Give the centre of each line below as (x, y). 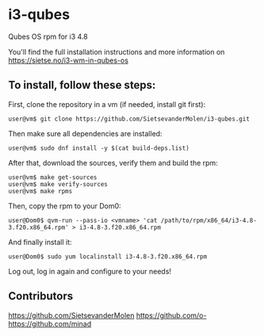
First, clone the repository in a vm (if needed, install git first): (107, 104)
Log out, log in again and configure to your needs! (90, 271)
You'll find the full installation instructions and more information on (117, 52)
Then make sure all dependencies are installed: (85, 133)
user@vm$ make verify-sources (58, 184)
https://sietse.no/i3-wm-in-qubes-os (69, 60)
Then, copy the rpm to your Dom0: (65, 206)
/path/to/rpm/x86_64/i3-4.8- (209, 220)
